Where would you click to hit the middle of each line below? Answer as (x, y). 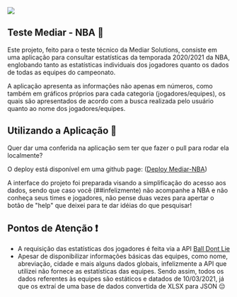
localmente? (25, 155)
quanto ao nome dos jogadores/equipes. (67, 108)
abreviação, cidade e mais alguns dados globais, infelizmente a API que (122, 264)
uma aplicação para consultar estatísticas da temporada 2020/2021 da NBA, (118, 57)
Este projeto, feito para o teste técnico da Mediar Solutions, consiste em (112, 49)
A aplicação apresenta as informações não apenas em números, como (110, 86)
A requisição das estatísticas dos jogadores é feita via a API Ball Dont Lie (123, 249)
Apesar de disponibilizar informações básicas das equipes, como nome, (123, 256)
